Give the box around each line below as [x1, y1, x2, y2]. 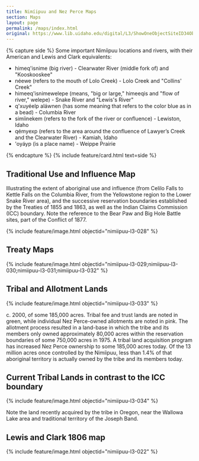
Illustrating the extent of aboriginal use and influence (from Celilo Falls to [6, 184, 184, 191]
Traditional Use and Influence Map [6, 169, 136, 179]
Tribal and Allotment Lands [6, 284, 108, 294]
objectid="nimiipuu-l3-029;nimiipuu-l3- [82, 260, 178, 267]
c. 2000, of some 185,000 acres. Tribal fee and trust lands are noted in [6, 311, 178, 318]
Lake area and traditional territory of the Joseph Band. [6, 415, 139, 422]
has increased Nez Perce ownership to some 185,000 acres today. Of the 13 [6, 342, 191, 350]
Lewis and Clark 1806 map [6, 432, 105, 442]
